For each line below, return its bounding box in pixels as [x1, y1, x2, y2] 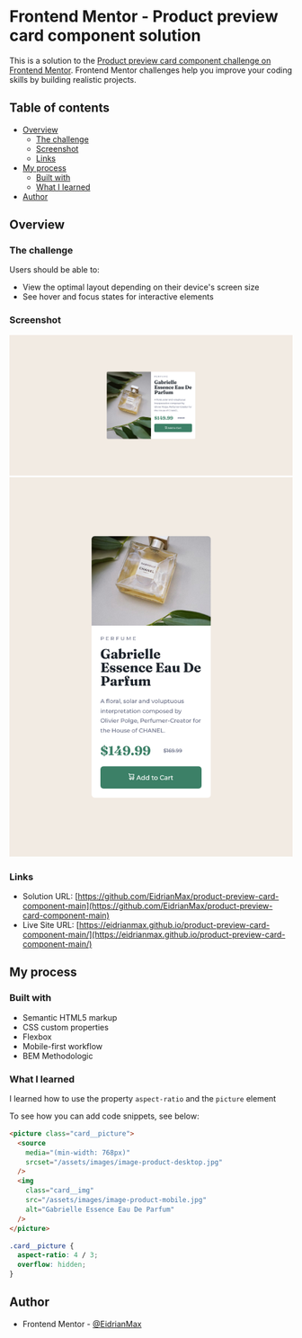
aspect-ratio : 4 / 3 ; [17, 1251, 99, 1260]
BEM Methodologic [22, 1050, 93, 1061]
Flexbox [22, 1031, 52, 1042]
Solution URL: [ [22, 890, 78, 901]
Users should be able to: [9, 264, 101, 275]
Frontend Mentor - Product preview [9, 6, 279, 27]
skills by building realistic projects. [9, 74, 137, 85]
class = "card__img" [25, 1186, 94, 1195]
